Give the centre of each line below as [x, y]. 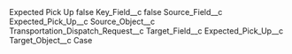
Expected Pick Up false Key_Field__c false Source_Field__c [116, 12]
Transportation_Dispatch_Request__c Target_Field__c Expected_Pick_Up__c [146, 31]
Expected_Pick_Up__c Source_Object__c [82, 21]
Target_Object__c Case [51, 40]
